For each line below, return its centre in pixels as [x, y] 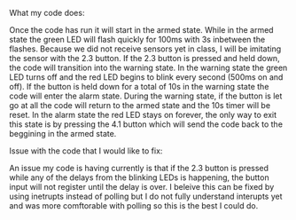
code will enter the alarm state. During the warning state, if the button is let [146, 96]
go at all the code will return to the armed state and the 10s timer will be [140, 105]
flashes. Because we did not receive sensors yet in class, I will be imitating [145, 49]
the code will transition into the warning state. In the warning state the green [148, 67]
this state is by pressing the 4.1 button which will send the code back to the [146, 124]
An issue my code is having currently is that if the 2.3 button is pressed [139, 168]
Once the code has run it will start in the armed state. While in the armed [141, 30]
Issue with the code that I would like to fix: [86, 151]
